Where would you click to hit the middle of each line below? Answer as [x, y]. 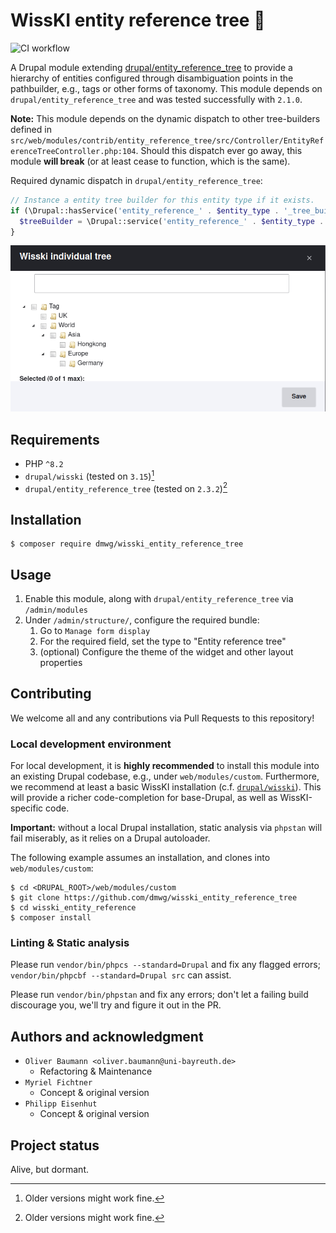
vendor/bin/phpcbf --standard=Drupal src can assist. [121, 975]
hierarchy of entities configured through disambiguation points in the [152, 78]
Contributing [51, 694]
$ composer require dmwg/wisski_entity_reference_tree [127, 544]
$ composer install [51, 918]
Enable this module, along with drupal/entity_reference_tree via [159, 599]
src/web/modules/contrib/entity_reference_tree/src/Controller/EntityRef [167, 140]
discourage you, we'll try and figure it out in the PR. [116, 1005]
